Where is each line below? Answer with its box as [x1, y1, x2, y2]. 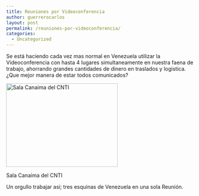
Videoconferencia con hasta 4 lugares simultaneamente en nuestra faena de [6, 59, 194, 66]
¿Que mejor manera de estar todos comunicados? [6, 72, 129, 78]
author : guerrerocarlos [6, 14, 65, 20]
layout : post [6, 20, 39, 26]
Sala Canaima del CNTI [6, 172, 63, 179]
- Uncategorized [11, 36, 52, 42]
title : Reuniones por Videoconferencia [6, 8, 105, 15]
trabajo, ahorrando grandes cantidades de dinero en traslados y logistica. [6, 65, 186, 72]
